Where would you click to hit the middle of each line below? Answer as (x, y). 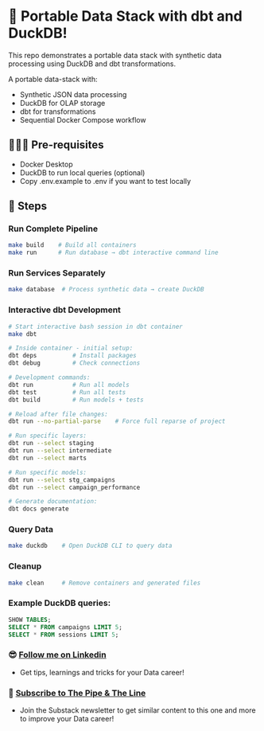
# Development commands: (49, 377)
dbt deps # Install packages (72, 356)
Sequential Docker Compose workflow (83, 119)
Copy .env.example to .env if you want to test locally (105, 181)
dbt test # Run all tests (67, 392)
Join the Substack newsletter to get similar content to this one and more (138, 710)
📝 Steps (28, 206)
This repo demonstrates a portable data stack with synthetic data (115, 55)
